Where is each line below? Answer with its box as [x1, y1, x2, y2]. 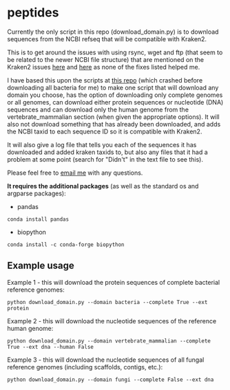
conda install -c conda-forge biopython [7, 241, 125, 248]
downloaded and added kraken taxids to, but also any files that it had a [7, 148, 208, 156]
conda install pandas [7, 215, 70, 223]
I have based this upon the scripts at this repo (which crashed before [7, 76, 203, 84]
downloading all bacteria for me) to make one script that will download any [7, 83, 219, 91]
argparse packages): [7, 189, 67, 197]
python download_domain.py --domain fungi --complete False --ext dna [7, 376, 214, 383]
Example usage [7, 260, 74, 272]
